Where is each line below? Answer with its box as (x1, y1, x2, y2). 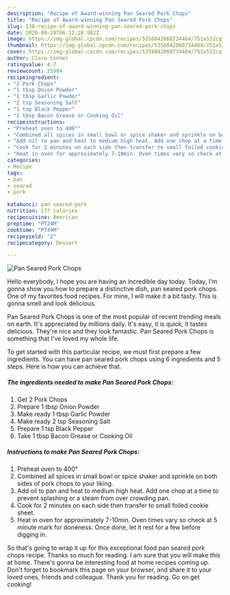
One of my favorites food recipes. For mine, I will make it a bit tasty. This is (7, 292, 217, 301)
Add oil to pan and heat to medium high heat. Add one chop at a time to (16, 487, 219, 495)
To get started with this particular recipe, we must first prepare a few (7, 348, 201, 356)
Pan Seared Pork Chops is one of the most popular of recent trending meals (7, 313, 221, 321)
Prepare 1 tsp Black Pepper (16, 425, 94, 433)
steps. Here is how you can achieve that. (7, 362, 122, 371)
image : (7, 36, 26, 43)
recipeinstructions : (7, 118, 66, 126)
